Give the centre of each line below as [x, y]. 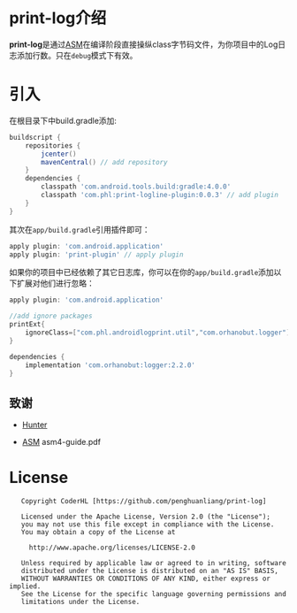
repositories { [53, 146]
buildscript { [35, 137]
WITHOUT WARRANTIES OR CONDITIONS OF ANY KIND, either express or [146, 579]
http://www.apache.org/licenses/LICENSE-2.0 [112, 548]
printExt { [27, 325]
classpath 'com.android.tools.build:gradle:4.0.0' [136, 187]
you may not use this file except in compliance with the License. [148, 525]
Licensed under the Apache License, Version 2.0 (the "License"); [146, 517]
